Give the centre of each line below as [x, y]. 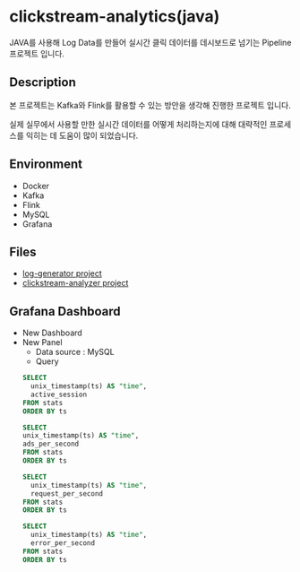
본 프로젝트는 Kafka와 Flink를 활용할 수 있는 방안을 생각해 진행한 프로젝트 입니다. [150, 105]
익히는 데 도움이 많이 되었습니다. [82, 135]
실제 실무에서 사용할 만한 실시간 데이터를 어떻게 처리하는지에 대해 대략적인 [138, 124]
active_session [59, 394]
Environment [46, 165]
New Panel [42, 342]
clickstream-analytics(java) [115, 17]
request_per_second [67, 494]
